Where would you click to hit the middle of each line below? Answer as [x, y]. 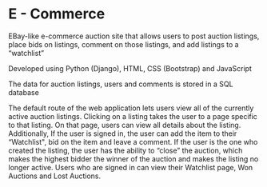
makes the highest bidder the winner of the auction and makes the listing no [133, 159]
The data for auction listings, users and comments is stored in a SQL [121, 84]
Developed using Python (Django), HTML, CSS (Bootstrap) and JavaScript [130, 68]
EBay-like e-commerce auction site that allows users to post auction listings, [134, 36]
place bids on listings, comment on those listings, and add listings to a [124, 44]
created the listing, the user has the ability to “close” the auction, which [126, 150]
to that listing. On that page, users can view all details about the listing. [125, 125]
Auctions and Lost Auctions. [55, 176]
